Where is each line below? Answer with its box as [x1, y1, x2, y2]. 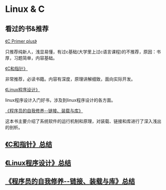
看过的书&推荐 [5, 24, 49, 33]
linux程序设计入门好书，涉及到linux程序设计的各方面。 [5, 97, 115, 103]
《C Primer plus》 [5, 38, 37, 44]
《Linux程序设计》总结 [5, 159, 71, 167]
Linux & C [5, 3, 45, 15]
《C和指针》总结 [5, 140, 53, 149]
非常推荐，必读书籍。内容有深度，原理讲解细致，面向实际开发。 [5, 76, 135, 82]
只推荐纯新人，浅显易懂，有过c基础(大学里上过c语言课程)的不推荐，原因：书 [5, 49, 161, 55]
